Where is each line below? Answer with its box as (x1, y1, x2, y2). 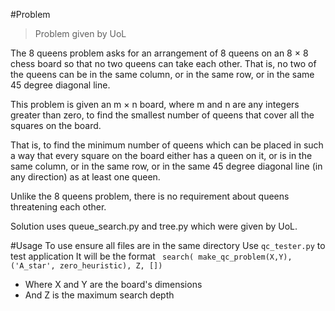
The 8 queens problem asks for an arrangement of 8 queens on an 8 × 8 (10, 47, 309, 59)
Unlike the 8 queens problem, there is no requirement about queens (10, 190, 290, 202)
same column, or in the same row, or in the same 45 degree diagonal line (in (10, 160, 323, 172)
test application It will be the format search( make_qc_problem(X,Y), (10, 250, 293, 262)
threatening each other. (10, 201, 107, 213)
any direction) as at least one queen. (10, 171, 161, 183)
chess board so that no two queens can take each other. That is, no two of (10, 58, 317, 69)
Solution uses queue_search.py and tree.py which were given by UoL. (10, 220, 298, 232)
